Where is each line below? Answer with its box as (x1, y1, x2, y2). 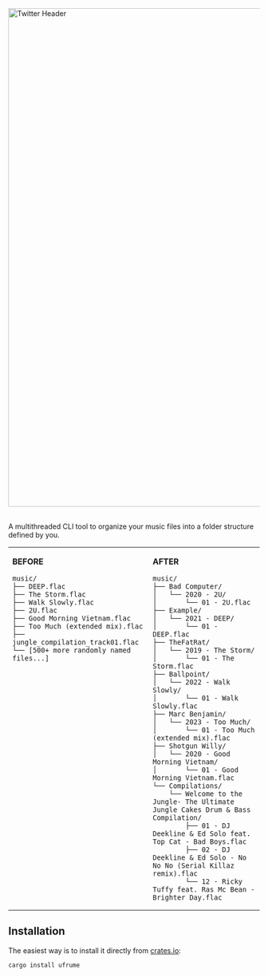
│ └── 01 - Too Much (152, 726, 255, 735)
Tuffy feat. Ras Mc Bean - (152, 885, 255, 894)
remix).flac (152, 869, 198, 878)
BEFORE (12, 556, 44, 567)
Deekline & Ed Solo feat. (152, 829, 251, 838)
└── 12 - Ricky (184, 877, 243, 886)
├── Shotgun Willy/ (152, 742, 227, 750)
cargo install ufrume (8, 961, 81, 969)
